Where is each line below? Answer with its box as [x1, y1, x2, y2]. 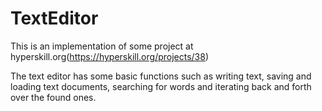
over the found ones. [10, 91, 97, 103]
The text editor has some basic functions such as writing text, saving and [10, 70, 312, 82]
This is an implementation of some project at [10, 40, 194, 52]
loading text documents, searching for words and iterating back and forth [10, 80, 312, 92]
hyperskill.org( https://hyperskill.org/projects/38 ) [10, 50, 210, 62]
